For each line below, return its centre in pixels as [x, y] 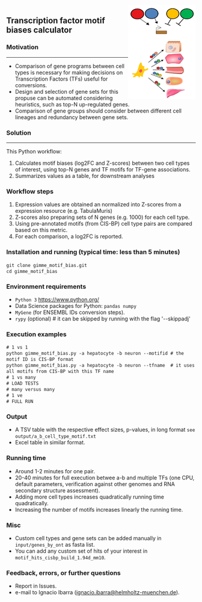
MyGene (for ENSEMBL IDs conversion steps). [70, 312]
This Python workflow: [34, 151]
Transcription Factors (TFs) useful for [61, 79]
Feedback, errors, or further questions [64, 573]
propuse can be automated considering [64, 98]
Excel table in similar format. [50, 443]
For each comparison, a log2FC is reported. [69, 236]
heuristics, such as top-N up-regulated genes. [72, 104]
